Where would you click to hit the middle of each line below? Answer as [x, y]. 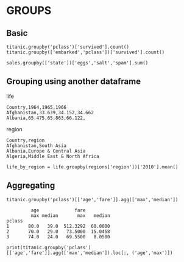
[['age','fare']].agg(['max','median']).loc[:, [68, 253]
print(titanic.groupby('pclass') [49, 247]
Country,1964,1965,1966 [37, 107]
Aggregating [31, 186]
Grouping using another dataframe [74, 82]
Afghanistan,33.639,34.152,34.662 [50, 112]
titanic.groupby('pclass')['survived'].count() [68, 47]
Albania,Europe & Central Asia [46, 151]
